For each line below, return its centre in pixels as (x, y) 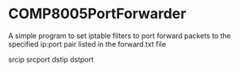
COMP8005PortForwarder (97, 14)
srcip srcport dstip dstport (51, 59)
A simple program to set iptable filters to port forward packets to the (120, 36)
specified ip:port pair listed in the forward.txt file (87, 44)
